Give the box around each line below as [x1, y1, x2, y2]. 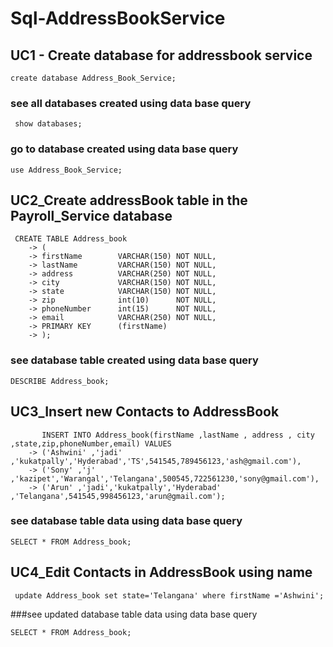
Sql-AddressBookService [10, 7, 226, 30]
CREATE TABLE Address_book [14, 234, 128, 244]
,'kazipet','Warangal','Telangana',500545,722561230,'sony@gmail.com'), [10, 473, 320, 484]
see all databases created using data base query [10, 96, 252, 110]
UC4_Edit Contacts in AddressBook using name [10, 564, 313, 581]
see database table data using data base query [10, 514, 243, 528]
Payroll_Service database [10, 207, 173, 224]
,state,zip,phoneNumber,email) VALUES [10, 438, 172, 449]
